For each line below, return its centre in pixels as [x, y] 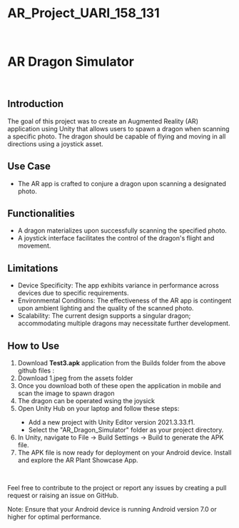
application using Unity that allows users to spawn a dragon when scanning [118, 128]
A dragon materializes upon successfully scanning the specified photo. [122, 230]
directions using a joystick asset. [55, 143]
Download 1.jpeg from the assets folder [75, 378]
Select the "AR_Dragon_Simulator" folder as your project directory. [126, 430]
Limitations [33, 268]
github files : [36, 370]
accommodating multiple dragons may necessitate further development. [124, 323]
